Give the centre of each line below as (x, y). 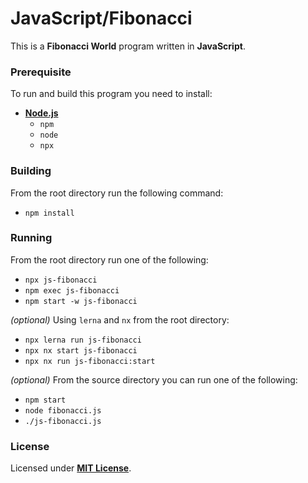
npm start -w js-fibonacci (81, 301)
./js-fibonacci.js (63, 421)
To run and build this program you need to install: (111, 94)
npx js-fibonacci (61, 280)
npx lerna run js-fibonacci (83, 340)
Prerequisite (41, 72)
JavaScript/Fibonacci (101, 18)
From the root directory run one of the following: (109, 259)
